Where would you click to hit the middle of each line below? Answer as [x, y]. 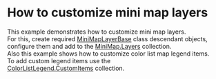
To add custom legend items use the [59, 60]
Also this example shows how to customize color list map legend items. [108, 54]
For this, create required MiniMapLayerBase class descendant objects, [108, 38]
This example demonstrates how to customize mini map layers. [97, 32]
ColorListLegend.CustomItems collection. [66, 68]
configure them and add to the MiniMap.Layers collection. [89, 46]
